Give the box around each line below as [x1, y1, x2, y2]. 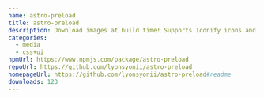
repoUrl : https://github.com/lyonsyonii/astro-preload [8, 63, 193, 71]
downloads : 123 [8, 77, 58, 85]
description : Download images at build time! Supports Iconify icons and [8, 26, 257, 34]
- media [15, 41, 41, 49]
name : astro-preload [8, 11, 77, 20]
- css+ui [15, 48, 44, 56]
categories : [8, 33, 47, 42]
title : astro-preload [8, 19, 80, 27]
